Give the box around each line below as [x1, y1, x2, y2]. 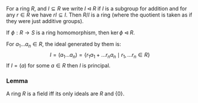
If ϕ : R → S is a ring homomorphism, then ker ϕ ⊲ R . [6, 29, 135, 36]
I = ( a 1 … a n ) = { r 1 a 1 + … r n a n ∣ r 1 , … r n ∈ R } [49, 51, 150, 60]
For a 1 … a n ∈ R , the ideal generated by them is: [6, 41, 121, 49]
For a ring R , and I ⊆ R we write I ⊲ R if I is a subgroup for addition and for [6, 5, 187, 12]
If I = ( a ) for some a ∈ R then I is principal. [6, 62, 111, 69]
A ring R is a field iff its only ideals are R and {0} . [6, 90, 125, 97]
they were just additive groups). [6, 18, 84, 24]
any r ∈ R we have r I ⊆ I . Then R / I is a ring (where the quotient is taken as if [6, 11, 193, 18]
